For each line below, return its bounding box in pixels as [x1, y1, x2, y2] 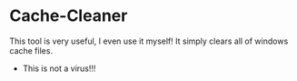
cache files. [9, 45, 53, 56]
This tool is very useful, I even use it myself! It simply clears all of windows [9, 35, 289, 46]
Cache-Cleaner [9, 5, 128, 26]
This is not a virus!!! [22, 63, 96, 74]
